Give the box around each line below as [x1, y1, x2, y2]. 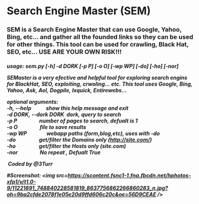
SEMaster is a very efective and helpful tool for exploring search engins [7, 74, 188, 81]
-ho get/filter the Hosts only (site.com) [7, 142, 126, 149]
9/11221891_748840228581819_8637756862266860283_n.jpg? [7, 184, 168, 192]
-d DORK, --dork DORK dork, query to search [7, 111, 121, 118]
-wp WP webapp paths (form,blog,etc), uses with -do [7, 130, 161, 137]
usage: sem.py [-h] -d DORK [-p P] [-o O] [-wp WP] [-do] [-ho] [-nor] [7, 62, 179, 70]
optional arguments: [7, 98, 59, 105]
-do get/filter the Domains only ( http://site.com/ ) [7, 136, 152, 143]
